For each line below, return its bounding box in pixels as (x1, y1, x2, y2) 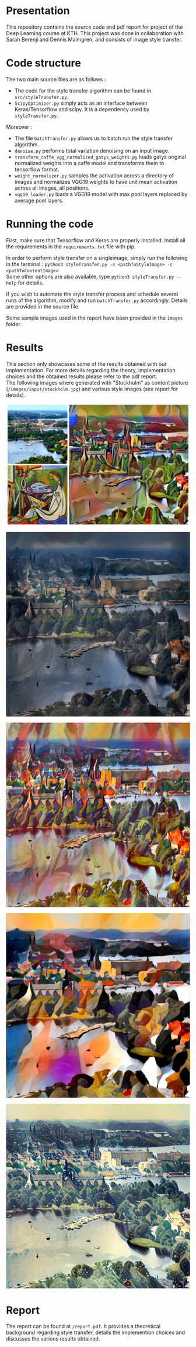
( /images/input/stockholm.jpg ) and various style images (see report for (6, 385, 178, 392)
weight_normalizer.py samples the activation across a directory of (14, 172, 174, 179)
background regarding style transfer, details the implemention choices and (6, 1329, 185, 1336)
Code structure (6, 57, 82, 70)
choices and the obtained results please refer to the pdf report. (6, 373, 157, 380)
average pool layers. (14, 197, 64, 204)
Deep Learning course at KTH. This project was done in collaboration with (6, 29, 184, 36)
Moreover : (6, 123, 33, 130)
